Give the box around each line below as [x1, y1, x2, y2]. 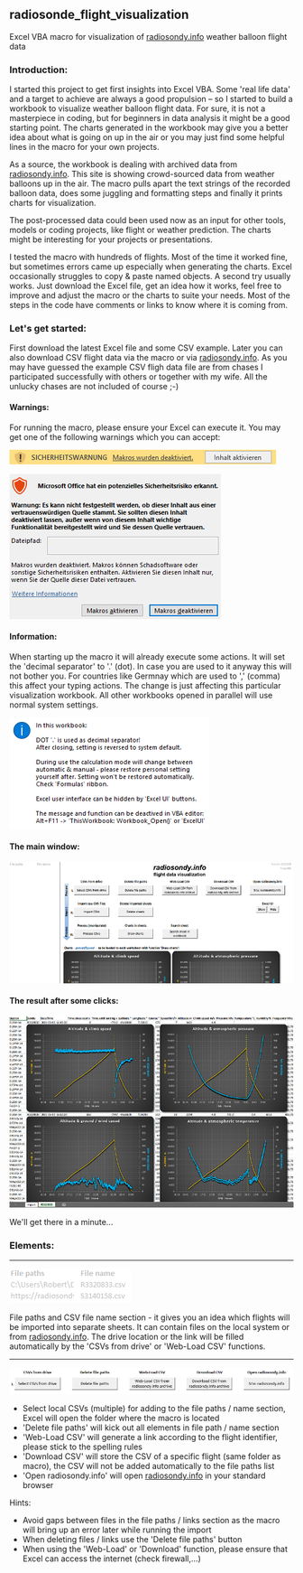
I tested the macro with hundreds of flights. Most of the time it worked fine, [9, 252, 289, 263]
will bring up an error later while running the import [22, 1524, 212, 1535]
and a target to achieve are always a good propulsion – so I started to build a [9, 94, 293, 105]
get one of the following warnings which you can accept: [9, 431, 221, 442]
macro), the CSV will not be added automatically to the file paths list [22, 1461, 275, 1472]
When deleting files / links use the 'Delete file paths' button [22, 1534, 243, 1545]
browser [22, 1480, 54, 1491]
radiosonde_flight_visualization [9, 7, 189, 23]
